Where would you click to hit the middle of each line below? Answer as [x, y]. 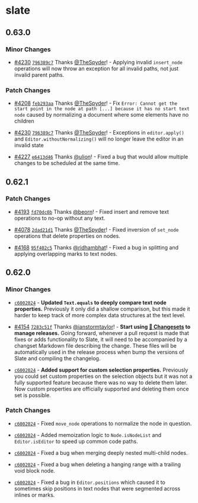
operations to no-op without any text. [60, 218]
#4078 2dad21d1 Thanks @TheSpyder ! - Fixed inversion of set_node [96, 229]
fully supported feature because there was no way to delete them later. [101, 382]
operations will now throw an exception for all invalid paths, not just [96, 68]
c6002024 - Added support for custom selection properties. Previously [101, 370]
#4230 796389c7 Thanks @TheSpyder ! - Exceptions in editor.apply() [99, 133]
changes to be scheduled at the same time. [67, 163]
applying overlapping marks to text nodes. [66, 254]
